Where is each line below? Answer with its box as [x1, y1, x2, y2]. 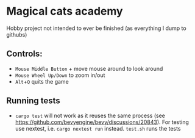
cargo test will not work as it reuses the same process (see [15, 112, 166, 119]
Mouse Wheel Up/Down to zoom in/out [15, 71, 105, 79]
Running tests [6, 96, 61, 106]
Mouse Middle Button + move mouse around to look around [15, 65, 163, 72]
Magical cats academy [6, 4, 123, 18]
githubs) [6, 31, 27, 38]
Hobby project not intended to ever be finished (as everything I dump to [6, 24, 187, 32]
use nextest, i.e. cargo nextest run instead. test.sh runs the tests [15, 125, 181, 132]
